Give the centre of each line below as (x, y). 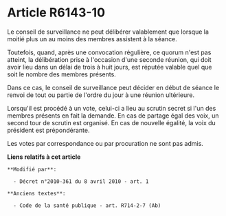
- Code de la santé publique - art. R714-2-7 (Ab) (87, 205)
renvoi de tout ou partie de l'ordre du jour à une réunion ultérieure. (101, 95)
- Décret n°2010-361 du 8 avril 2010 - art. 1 (81, 181)
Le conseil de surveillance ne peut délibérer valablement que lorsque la (108, 32)
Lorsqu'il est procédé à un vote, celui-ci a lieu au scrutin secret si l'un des (112, 108)
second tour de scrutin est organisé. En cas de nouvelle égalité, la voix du (112, 122)
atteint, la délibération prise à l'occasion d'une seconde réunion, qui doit (109, 59)
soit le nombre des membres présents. (62, 74)
